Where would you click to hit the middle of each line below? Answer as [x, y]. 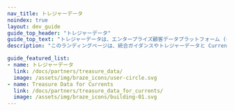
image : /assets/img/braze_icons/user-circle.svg [85, 78]
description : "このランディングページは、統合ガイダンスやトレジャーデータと [106, 46]
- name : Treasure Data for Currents [60, 84]
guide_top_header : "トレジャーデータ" [59, 33]
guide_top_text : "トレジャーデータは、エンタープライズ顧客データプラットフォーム [114, 40]
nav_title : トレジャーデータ [45, 14]
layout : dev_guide [34, 26]
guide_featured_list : [39, 59]
